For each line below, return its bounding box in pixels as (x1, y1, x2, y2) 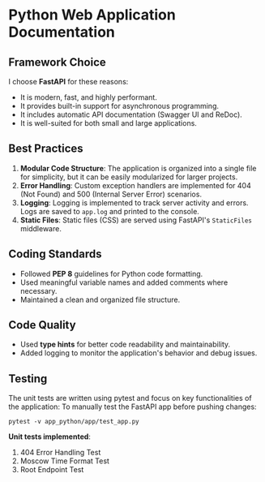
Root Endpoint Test (19, 465, 84, 475)
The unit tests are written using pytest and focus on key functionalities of (8, 394, 253, 403)
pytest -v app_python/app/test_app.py (8, 418, 139, 426)
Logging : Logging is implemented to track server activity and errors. (19, 197, 249, 208)
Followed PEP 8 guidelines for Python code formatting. (19, 269, 203, 278)
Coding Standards (8, 247, 102, 261)
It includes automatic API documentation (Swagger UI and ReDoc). (19, 110, 243, 119)
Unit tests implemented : (8, 432, 92, 441)
